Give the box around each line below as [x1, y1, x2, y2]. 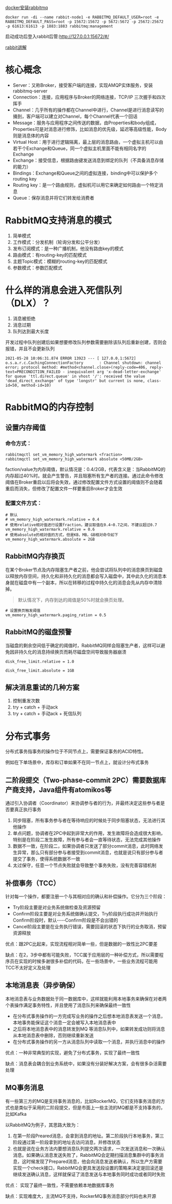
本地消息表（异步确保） [5, 981, 79, 990]
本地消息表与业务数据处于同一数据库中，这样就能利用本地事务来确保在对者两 [5, 996, 167, 1002]
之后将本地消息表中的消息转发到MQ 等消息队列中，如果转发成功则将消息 [12, 1026, 165, 1032]
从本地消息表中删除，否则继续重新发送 [12, 1032, 94, 1038]
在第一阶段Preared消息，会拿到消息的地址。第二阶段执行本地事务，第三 [12, 1133, 164, 1139]
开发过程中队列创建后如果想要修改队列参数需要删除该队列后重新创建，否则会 [5, 339, 167, 345]
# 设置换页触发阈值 [5, 608, 41, 613]
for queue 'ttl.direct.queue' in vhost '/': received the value [5, 374, 145, 379]
